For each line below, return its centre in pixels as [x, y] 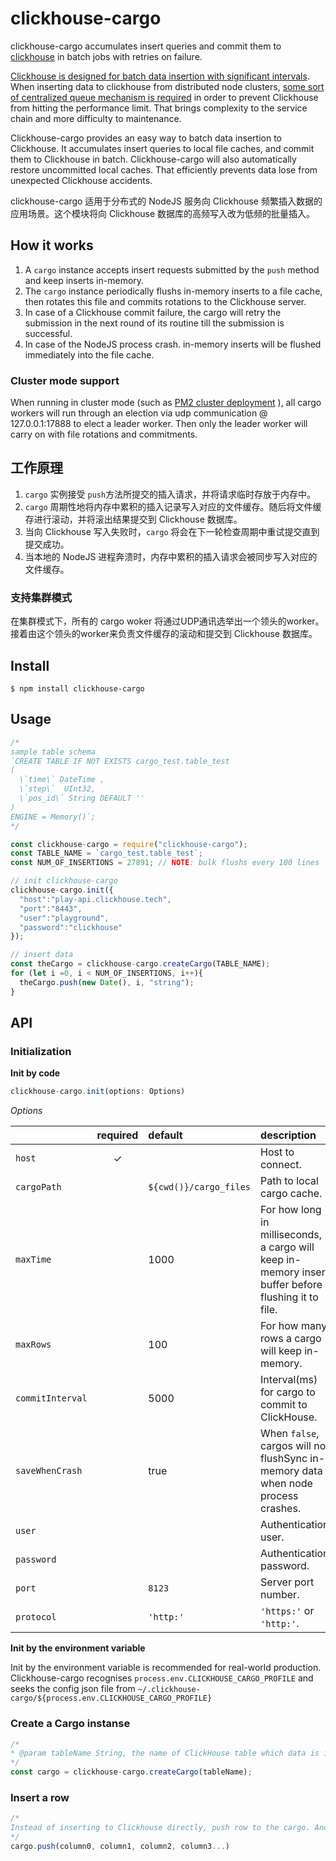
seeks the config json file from [73, 1689]
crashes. [281, 1509]
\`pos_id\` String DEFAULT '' [82, 798]
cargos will [286, 1446]
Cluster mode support [65, 380]
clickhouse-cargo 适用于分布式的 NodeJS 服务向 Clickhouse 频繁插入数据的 [166, 201]
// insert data [42, 955]
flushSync [284, 1459]
